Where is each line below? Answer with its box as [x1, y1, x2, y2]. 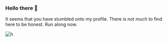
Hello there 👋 [5, 5, 38, 12]
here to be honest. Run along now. [5, 21, 78, 27]
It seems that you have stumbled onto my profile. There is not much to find [5, 16, 162, 22]
